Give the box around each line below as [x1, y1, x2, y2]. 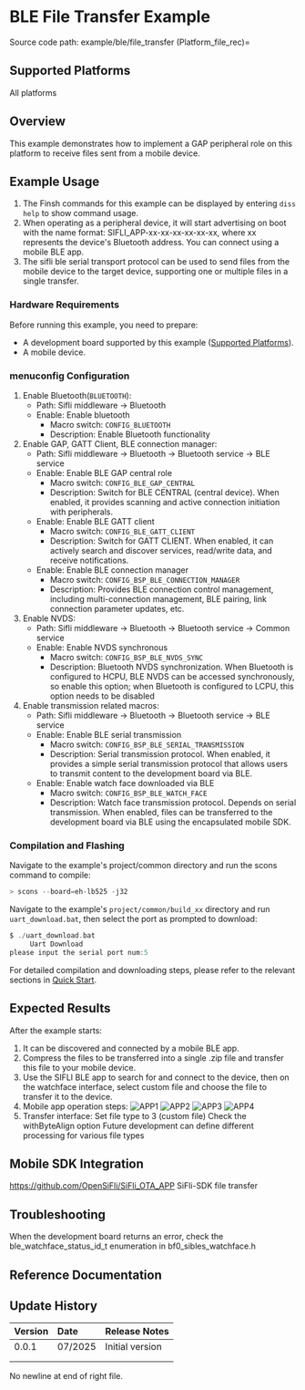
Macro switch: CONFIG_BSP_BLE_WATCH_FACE [49, 787, 208, 798]
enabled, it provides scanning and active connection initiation [49, 496, 280, 507]
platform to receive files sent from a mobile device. [9, 148, 200, 159]
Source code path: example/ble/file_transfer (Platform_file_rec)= [9, 36, 250, 47]
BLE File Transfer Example [9, 6, 211, 27]
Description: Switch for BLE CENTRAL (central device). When [49, 486, 280, 498]
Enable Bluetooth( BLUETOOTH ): [22, 389, 132, 400]
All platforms [9, 87, 57, 98]
